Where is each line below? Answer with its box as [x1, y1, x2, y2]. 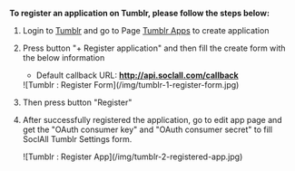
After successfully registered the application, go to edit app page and [22, 115, 283, 125]
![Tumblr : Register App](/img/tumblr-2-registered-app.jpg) [22, 151, 243, 162]
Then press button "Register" [22, 97, 133, 108]
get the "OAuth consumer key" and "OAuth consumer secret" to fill [22, 124, 273, 135]
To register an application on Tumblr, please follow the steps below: [9, 8, 270, 18]
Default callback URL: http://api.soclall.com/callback [35, 70, 239, 81]
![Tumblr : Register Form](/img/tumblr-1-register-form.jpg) [22, 80, 240, 90]
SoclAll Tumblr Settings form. [22, 134, 133, 144]
